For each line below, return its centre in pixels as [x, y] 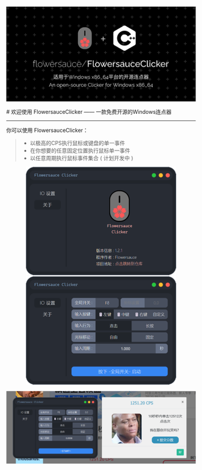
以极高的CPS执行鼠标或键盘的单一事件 [77, 143]
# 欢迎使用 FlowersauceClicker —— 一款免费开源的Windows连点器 [89, 112]
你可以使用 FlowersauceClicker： [47, 130]
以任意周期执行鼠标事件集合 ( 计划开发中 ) [81, 158]
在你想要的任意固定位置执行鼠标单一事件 [80, 150]
